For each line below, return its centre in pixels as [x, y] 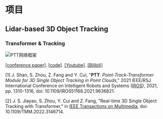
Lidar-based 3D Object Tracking [57, 29]
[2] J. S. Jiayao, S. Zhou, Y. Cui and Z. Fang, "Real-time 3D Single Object [81, 101]
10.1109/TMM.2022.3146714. [35, 111]
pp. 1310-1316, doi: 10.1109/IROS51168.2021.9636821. [60, 91]
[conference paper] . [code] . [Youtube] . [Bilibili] [54, 65]
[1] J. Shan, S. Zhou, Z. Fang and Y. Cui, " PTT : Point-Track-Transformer [80, 75]
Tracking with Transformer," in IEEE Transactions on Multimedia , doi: [76, 106]
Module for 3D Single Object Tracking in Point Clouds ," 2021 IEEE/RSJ [78, 80]
